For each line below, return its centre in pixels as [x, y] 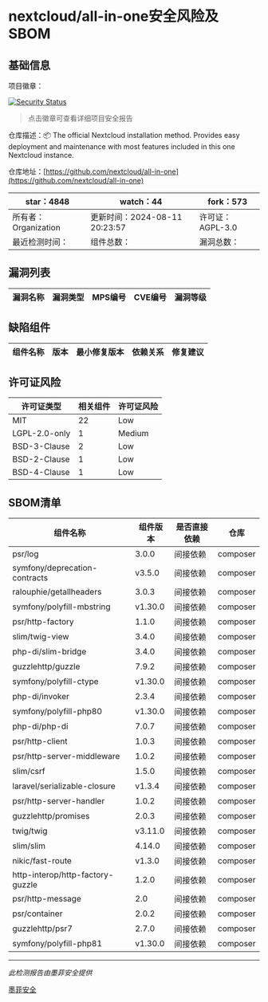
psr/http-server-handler [59, 801]
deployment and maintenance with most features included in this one [122, 147]
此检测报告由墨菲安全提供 [50, 973]
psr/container [37, 914]
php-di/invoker [41, 697]
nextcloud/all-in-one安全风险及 [114, 16]
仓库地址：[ [27, 171]
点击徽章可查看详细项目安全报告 [80, 118]
